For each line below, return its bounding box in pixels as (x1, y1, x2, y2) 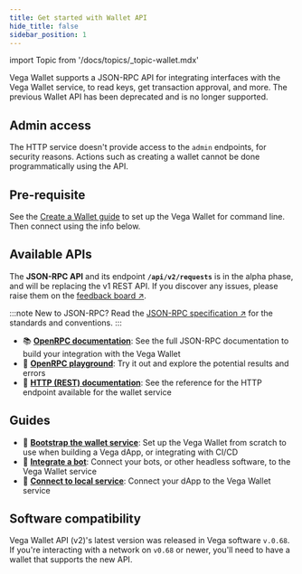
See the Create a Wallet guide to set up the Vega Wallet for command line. (9, 212, 285, 221)
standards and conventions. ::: (9, 317, 122, 328)
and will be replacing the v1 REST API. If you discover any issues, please (9, 280, 278, 291)
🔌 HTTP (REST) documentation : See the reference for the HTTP (22, 377, 262, 388)
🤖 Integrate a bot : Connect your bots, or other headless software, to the (22, 456, 291, 466)
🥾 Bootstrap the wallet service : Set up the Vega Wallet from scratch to (22, 437, 288, 447)
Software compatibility (9, 512, 142, 527)
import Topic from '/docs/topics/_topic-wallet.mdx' (9, 55, 199, 66)
